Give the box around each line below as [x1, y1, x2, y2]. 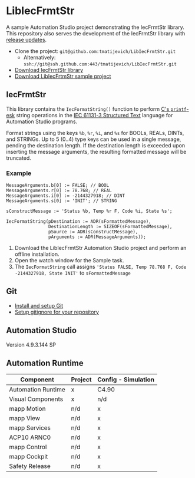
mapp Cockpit [9, 453, 48, 461]
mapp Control [9, 443, 47, 451]
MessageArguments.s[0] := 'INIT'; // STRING [6, 198, 117, 204]
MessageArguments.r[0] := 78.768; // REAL [6, 187, 112, 194]
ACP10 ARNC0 [9, 433, 51, 441]
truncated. [6, 154, 31, 161]
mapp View [9, 414, 40, 423]
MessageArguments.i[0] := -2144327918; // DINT [6, 193, 125, 199]
